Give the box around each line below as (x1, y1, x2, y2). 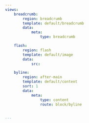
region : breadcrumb (22, 16, 63, 21)
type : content (40, 97, 69, 102)
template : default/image (22, 52, 73, 57)
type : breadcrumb (40, 35, 76, 40)
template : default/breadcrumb (22, 20, 84, 26)
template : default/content (22, 79, 78, 84)
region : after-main (22, 75, 63, 80)
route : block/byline (40, 102, 82, 107)
